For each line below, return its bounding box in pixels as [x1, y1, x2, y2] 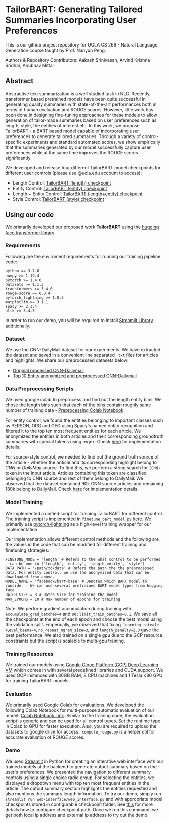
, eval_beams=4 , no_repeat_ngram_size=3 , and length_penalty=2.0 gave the [7, 627, 159, 633]
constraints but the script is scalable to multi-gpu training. [5, 637, 125, 644]
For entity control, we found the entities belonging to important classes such [5, 417, 163, 423]
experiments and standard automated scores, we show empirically [23, 139, 161, 145]
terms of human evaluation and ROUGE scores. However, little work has [5, 106, 154, 112]
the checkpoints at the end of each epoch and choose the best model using [5, 616, 162, 622]
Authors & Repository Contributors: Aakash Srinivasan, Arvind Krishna [5, 57, 150, 63]
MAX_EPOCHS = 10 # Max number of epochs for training [5, 597, 121, 602]
